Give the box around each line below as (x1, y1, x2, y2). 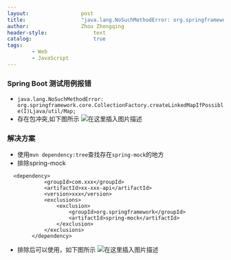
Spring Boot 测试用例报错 (7, 78, 91, 88)
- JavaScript (32, 55, 69, 62)
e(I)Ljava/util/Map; (16, 108, 76, 115)
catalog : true (7, 36, 107, 43)
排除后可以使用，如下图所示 (16, 246, 96, 254)
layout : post (7, 10, 94, 17)
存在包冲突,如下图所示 (16, 115, 80, 123)
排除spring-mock (16, 159, 67, 167)
